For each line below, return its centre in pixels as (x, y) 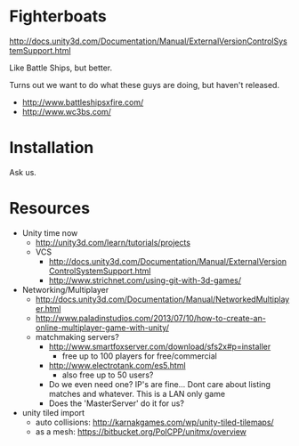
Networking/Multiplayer (65, 289)
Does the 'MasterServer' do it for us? (117, 403)
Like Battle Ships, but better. (61, 68)
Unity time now (50, 232)
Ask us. (23, 172)
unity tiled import (53, 412)
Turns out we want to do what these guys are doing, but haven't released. (145, 85)
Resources (50, 209)
